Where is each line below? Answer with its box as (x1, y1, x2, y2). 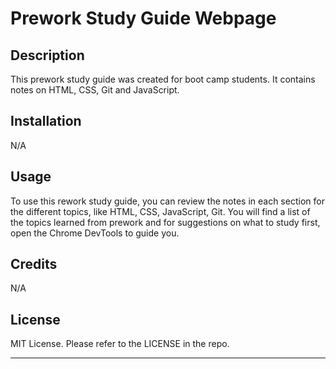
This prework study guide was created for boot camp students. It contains (10, 73, 316, 85)
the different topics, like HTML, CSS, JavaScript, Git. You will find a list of (10, 205, 311, 217)
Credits (10, 256, 58, 273)
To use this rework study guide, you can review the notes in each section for (10, 195, 325, 207)
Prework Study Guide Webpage (10, 7, 277, 30)
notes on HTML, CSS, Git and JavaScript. (10, 84, 180, 96)
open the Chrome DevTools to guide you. (10, 227, 180, 239)
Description (10, 47, 85, 64)
